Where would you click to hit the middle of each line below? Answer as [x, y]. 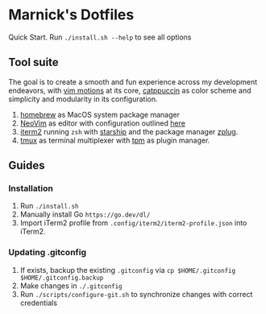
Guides [27, 165]
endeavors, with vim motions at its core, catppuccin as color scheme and [130, 90]
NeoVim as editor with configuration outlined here [102, 123]
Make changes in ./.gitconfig [71, 285]
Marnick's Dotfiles [71, 15]
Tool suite [33, 62]
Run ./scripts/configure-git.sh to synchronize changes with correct [136, 294]
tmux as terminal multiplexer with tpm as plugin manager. [115, 140]
